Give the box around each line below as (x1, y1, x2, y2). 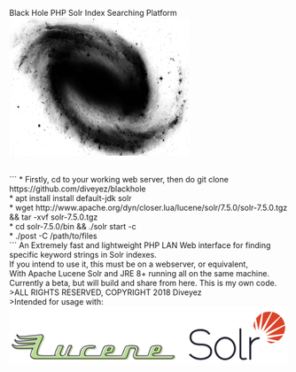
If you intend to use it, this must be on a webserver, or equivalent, (9, 259, 248, 269)
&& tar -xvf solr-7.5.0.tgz (9, 212, 98, 222)
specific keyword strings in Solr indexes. (9, 250, 157, 260)
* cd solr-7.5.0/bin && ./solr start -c (9, 221, 136, 231)
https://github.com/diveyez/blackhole (9, 183, 146, 194)
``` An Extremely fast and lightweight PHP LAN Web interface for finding (9, 240, 271, 251)
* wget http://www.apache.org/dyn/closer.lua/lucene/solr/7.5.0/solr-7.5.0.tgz (9, 203, 288, 213)
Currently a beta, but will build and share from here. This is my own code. (9, 278, 277, 288)
